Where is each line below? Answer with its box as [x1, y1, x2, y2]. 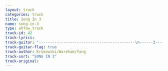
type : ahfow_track [5, 26, 43, 31]
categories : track [5, 12, 43, 17]
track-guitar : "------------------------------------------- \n [5, 40, 140, 45]
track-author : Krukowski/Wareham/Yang [5, 49, 86, 54]
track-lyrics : [5, 35, 35, 40]
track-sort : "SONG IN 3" [5, 53, 57, 59]
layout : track [5, 7, 35, 12]
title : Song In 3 [5, 16, 41, 21]
